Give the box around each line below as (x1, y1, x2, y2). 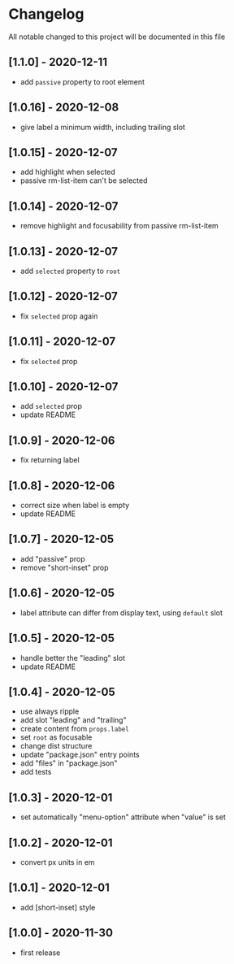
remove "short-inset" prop (19, 562, 109, 572)
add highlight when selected (19, 167, 115, 177)
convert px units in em (19, 857, 95, 866)
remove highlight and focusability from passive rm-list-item (19, 221, 219, 231)
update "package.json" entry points (19, 749, 140, 760)
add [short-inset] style (19, 902, 96, 912)
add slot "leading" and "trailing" (19, 715, 128, 725)
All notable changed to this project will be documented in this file (8, 32, 226, 41)
